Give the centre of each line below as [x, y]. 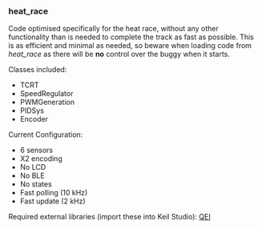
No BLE [32, 176]
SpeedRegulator [46, 94]
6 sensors [36, 151]
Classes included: [38, 70]
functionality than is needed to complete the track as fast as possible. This [131, 37]
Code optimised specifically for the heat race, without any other [113, 29]
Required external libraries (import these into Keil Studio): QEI [109, 217]
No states [36, 184]
